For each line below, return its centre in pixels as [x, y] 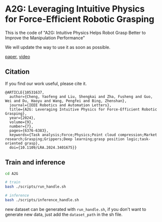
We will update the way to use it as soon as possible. [58, 47]
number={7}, [22, 126]
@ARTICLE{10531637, [25, 92]
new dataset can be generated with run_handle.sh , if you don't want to [76, 209]
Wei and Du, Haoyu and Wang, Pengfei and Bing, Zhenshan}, [66, 101]
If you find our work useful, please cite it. [46, 83]
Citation [17, 72]
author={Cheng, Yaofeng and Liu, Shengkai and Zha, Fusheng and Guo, [81, 96]
